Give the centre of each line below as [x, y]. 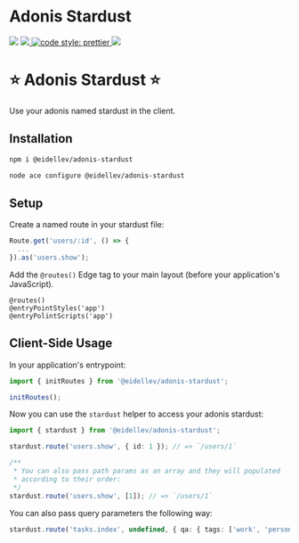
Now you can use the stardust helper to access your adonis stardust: [137, 414]
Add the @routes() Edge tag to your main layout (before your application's [145, 275]
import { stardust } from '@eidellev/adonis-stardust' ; [115, 431]
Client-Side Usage [61, 344]
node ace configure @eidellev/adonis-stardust [97, 176]
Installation [41, 139]
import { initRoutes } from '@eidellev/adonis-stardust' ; [119, 381]
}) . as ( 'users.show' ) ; [49, 258]
